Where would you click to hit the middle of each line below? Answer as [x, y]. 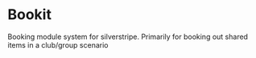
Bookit [29, 15]
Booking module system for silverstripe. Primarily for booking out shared [128, 37]
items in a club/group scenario [58, 44]
